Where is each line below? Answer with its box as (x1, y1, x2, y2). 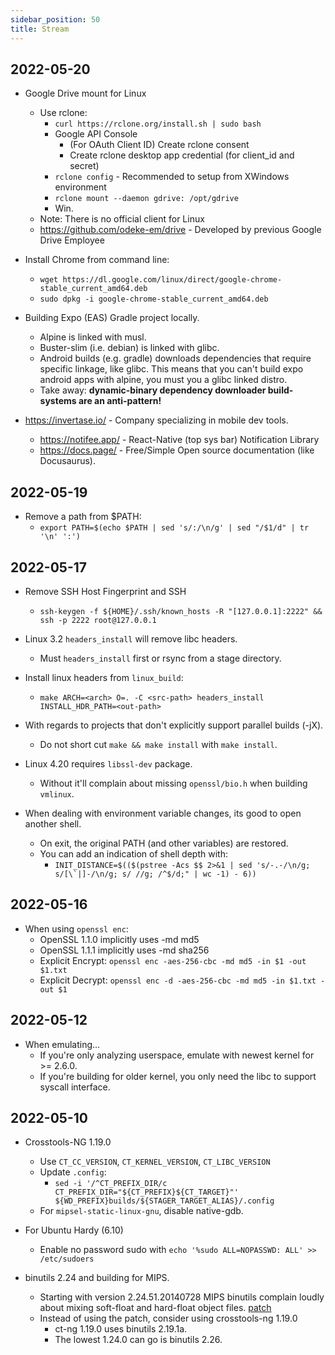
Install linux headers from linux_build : (24, 671, 184, 683)
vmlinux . (39, 787, 75, 800)
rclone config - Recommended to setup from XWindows (54, 171, 290, 183)
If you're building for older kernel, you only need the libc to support (39, 1070, 317, 1082)
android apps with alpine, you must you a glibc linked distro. (39, 374, 288, 386)
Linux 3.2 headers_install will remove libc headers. (24, 632, 238, 645)
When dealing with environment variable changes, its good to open (24, 807, 302, 819)
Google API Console (54, 128, 138, 140)
